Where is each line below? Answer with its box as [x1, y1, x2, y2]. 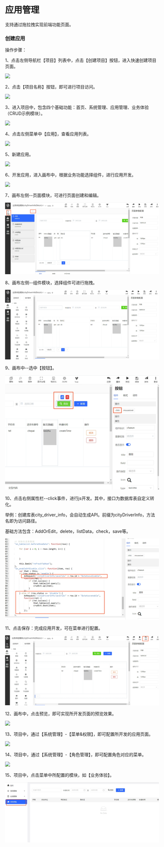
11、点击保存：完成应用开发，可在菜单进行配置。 [5, 625, 103, 631]
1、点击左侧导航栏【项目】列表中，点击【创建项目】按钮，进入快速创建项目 [5, 57, 157, 64]
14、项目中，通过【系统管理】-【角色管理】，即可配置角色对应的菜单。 [5, 751, 146, 758]
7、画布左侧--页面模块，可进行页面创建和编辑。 [5, 193, 102, 198]
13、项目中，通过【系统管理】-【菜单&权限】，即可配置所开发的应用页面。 [5, 731, 153, 737]
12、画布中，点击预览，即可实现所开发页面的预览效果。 [5, 711, 117, 717]
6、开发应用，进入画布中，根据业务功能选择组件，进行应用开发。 [5, 172, 136, 178]
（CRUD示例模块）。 [5, 110, 45, 116]
